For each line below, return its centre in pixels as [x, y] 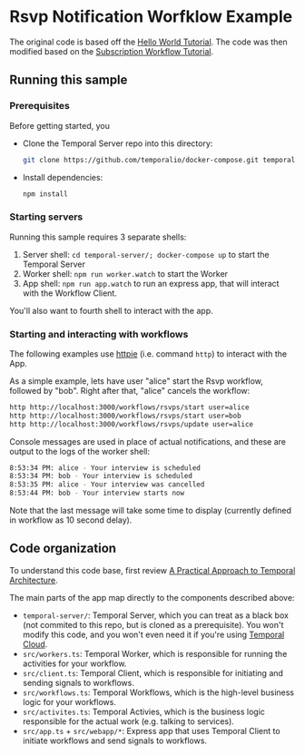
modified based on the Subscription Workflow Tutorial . [112, 51]
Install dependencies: [63, 177]
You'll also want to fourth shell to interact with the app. [111, 310]
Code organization [63, 549]
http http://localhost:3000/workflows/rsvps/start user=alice [129, 407]
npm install [45, 194]
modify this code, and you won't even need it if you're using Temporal [153, 634]
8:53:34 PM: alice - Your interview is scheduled [105, 468]
